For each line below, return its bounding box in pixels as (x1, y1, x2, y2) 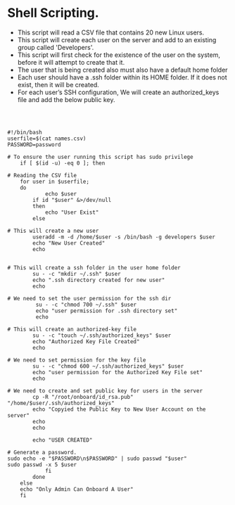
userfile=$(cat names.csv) (7, 135, 87, 142)
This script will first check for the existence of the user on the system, (17, 51, 220, 59)
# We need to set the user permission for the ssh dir (7, 295, 172, 302)
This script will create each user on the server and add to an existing (17, 35, 217, 44)
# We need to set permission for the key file (7, 357, 146, 364)
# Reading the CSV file (7, 172, 77, 179)
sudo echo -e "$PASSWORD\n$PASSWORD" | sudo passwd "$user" (7, 455, 188, 462)
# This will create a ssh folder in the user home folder (7, 264, 181, 271)
